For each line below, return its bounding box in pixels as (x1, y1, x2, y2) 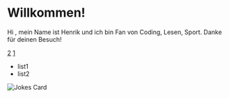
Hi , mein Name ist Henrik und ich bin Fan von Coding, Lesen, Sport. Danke (7, 28, 223, 36)
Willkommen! (7, 5, 86, 21)
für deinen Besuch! (7, 35, 62, 43)
